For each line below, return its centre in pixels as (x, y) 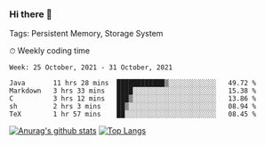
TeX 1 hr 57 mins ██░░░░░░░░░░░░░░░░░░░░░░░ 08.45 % (132, 115)
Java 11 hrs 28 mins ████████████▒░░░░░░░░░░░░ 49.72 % (132, 84)
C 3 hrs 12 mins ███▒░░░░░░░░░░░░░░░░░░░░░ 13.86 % (132, 99)
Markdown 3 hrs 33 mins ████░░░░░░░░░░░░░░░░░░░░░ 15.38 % (132, 91)
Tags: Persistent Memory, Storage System (86, 34)
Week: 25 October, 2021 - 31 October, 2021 (91, 68)
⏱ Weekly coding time (50, 51)
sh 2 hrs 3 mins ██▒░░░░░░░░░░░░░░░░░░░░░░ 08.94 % (132, 107)
